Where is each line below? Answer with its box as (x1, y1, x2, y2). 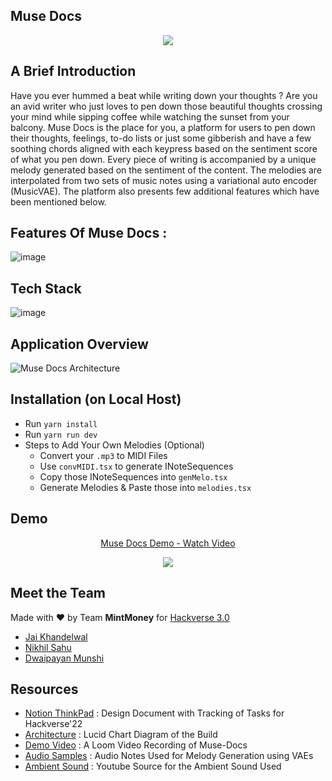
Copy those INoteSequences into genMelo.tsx (39, 470, 228, 483)
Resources (10, 680, 79, 698)
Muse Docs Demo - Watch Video (100, 537, 236, 549)
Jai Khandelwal (24, 630, 88, 643)
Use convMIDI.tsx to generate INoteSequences (39, 460, 234, 472)
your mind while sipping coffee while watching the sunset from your (10, 110, 290, 123)
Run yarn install (24, 417, 98, 429)
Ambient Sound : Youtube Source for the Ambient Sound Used (24, 760, 282, 773)
